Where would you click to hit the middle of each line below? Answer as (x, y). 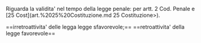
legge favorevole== (31, 33)
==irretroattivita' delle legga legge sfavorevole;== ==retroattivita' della (95, 27)
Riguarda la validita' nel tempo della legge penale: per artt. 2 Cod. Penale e (100, 9)
